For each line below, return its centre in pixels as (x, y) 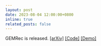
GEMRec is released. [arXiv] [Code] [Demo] (51, 38)
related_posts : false (28, 24)
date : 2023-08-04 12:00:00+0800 (39, 15)
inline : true (19, 19)
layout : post (19, 10)
